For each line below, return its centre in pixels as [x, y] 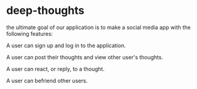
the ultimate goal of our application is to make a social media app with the [98, 27]
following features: [30, 33]
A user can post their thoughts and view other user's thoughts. [85, 57]
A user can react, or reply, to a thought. [56, 69]
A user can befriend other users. [47, 81]
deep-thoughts [45, 11]
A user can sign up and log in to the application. [66, 45]
